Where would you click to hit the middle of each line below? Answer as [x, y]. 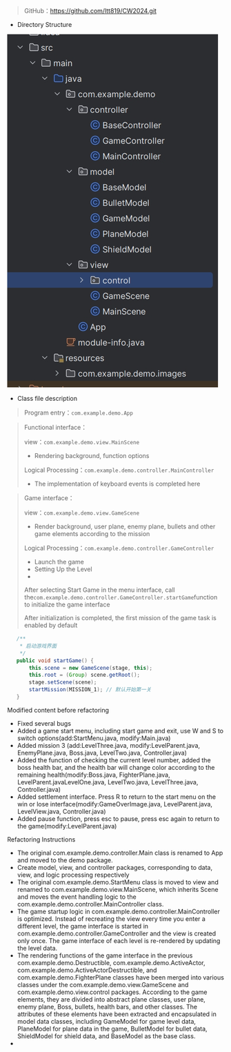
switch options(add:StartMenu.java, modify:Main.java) [94, 738]
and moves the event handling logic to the [77, 897]
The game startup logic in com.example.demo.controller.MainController [119, 911]
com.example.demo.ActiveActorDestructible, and [87, 970]
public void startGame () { [55, 661]
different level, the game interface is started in [83, 926]
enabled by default [51, 625]
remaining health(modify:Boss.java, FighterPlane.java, [93, 775]
